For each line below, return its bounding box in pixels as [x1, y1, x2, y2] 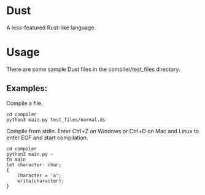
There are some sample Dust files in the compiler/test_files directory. [6, 65, 180, 73]
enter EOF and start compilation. [6, 134, 88, 141]
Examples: [6, 83, 48, 94]
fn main [6, 156, 26, 163]
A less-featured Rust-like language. [6, 24, 96, 31]
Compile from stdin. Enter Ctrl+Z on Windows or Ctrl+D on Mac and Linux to [6, 127, 199, 134]
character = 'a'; [17, 172, 62, 178]
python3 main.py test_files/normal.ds [6, 117, 106, 123]
